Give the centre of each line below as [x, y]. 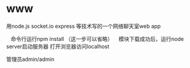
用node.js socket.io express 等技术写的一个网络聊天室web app [84, 26]
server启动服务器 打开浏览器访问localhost [58, 46]
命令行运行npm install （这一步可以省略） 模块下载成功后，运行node [97, 39]
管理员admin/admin [30, 59]
